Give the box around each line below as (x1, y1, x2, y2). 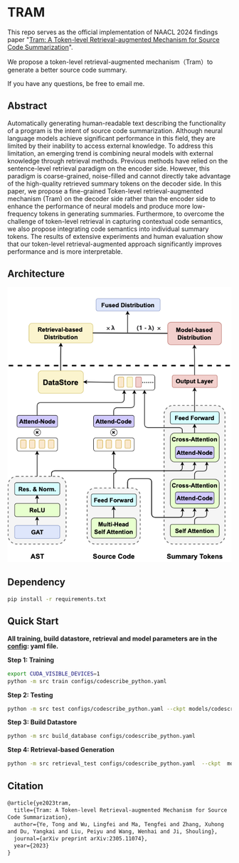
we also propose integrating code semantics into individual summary (7, 225, 209, 233)
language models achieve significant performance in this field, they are (7, 134, 216, 142)
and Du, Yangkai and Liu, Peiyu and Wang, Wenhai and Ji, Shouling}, (7, 828, 218, 835)
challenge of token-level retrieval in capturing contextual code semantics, (7, 217, 223, 225)
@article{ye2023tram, (7, 800, 72, 807)
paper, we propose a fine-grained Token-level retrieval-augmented (7, 186, 204, 195)
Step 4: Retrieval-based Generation (7, 746, 115, 754)
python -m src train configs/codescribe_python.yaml (7, 677, 167, 685)
